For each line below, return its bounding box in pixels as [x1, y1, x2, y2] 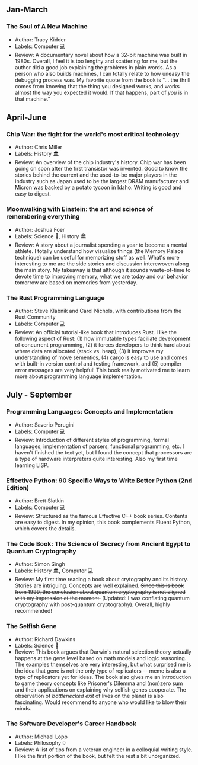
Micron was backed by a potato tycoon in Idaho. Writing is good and [14, 184, 182, 191]
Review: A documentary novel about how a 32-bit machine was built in [14, 51, 188, 58]
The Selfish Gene [6, 622, 57, 630]
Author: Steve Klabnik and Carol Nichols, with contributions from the [14, 307, 182, 314]
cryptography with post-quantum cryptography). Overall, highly [14, 601, 170, 608]
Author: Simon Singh [14, 561, 65, 568]
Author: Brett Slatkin [14, 497, 64, 504]
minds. [14, 705, 31, 712]
